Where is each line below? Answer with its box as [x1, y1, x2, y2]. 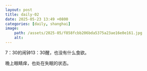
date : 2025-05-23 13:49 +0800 [5, 16, 69, 21]
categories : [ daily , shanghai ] [5, 21, 71, 26]
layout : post [5, 7, 33, 12]
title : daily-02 [5, 12, 39, 17]
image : [5, 26, 19, 31]
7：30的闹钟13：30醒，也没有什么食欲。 [5, 49, 89, 55]
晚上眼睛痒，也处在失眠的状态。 [5, 60, 71, 66]
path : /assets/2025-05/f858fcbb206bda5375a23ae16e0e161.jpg [14, 30, 142, 35]
